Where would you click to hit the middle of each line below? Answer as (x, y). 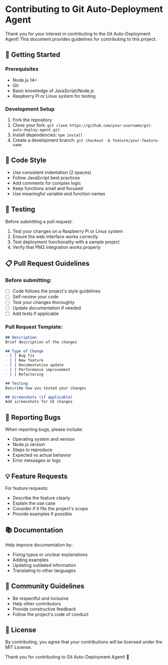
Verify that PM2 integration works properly (57, 247)
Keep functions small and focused (48, 188)
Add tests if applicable (36, 313)
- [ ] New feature (24, 361)
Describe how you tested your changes (46, 388)
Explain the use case (34, 503)
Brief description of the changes (41, 342)
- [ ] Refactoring (24, 374)
